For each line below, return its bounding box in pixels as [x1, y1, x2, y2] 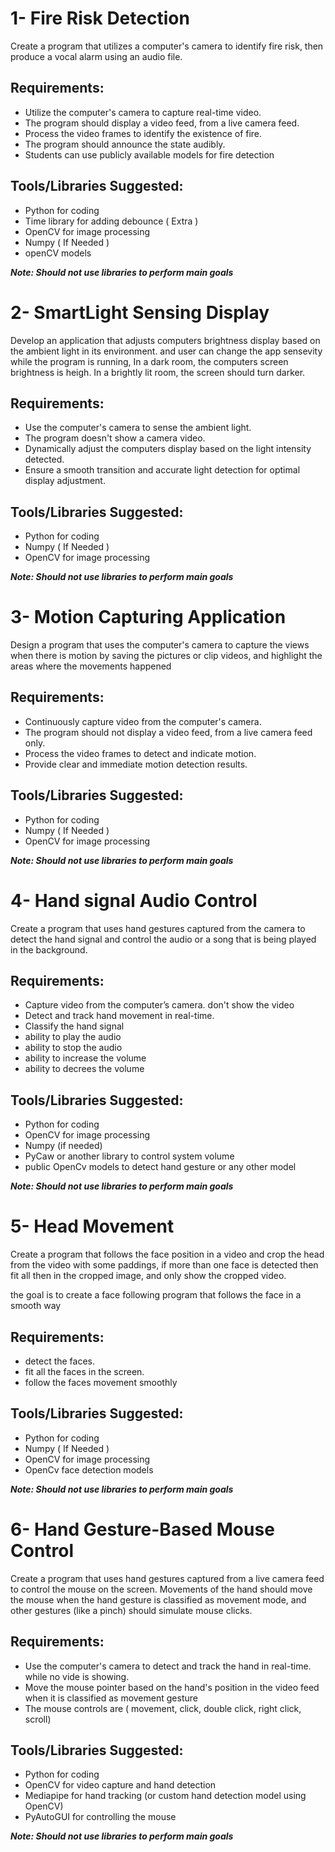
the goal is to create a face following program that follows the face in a [10, 1289, 302, 1301]
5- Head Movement [10, 1215, 175, 1238]
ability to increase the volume [24, 1052, 147, 1064]
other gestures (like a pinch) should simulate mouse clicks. [10, 1604, 253, 1616]
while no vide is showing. [24, 1670, 130, 1682]
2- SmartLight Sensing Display [10, 301, 270, 324]
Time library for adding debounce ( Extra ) [24, 215, 199, 227]
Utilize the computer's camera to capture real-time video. [24, 106, 262, 118]
